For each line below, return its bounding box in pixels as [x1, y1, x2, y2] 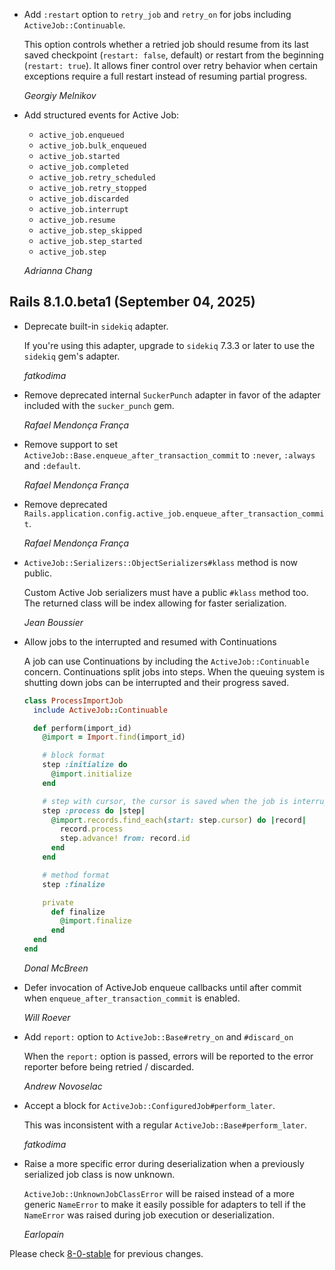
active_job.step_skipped [38, 226, 143, 236]
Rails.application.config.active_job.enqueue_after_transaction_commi [23, 509, 325, 519]
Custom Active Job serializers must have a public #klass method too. [23, 586, 309, 598]
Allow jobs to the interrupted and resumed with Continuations [23, 635, 277, 648]
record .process [60, 824, 124, 834]
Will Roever [23, 1011, 71, 1023]
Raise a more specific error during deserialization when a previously [23, 1157, 305, 1169]
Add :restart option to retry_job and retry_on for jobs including [23, 9, 292, 20]
